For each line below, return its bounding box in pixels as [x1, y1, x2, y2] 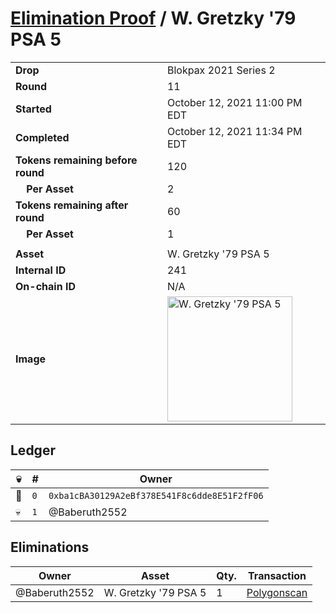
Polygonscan [246, 585, 308, 599]
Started [15, 102, 52, 116]
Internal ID [15, 263, 67, 277]
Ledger [10, 442, 56, 459]
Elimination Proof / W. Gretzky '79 [10, 7, 297, 30]
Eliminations [10, 539, 90, 556]
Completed [15, 130, 70, 144]
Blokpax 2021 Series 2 [166, 63, 276, 77]
